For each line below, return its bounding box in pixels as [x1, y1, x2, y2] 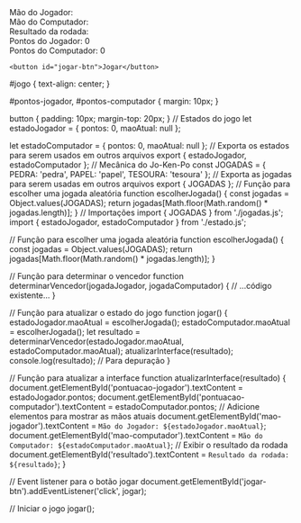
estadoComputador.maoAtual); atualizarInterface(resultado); [9, 346, 234, 356]
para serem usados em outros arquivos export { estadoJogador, [9, 150, 247, 160]
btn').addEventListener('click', [9, 486, 121, 496]
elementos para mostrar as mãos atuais [9, 411, 156, 421]
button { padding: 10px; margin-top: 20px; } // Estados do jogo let [9, 113, 252, 123]
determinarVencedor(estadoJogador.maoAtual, [9, 336, 185, 347]
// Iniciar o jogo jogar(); [9, 503, 95, 514]
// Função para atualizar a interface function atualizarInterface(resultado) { [9, 373, 287, 383]
